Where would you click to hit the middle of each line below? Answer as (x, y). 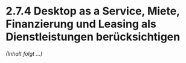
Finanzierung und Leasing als (81, 24)
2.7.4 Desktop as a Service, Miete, (93, 11)
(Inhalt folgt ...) (24, 53)
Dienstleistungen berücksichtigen (93, 37)
